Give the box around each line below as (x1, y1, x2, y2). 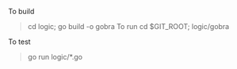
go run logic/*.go (27, 53, 83, 61)
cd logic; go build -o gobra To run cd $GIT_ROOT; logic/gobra (27, 22, 230, 31)
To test (8, 37, 31, 46)
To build (8, 7, 35, 16)
